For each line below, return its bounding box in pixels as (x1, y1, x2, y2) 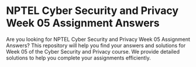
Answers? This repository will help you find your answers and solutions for (6, 42, 186, 49)
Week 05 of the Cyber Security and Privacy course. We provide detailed (6, 48, 180, 55)
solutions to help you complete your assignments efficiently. (6, 54, 151, 61)
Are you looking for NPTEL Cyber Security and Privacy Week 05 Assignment (6, 36, 190, 43)
